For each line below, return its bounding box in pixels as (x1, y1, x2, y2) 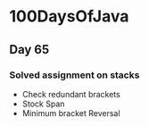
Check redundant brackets (21, 88, 120, 99)
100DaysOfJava (9, 6, 129, 27)
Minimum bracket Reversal (21, 107, 120, 118)
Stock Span (21, 98, 65, 109)
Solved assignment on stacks (9, 69, 140, 81)
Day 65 (9, 42, 50, 57)
